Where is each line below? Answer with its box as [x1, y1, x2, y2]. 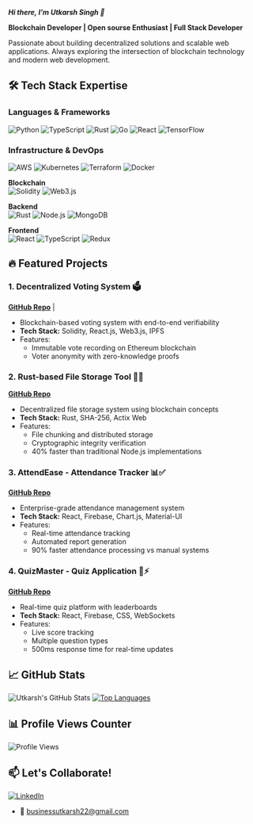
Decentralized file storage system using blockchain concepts [19, 404, 219, 414]
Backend [8, 201, 38, 211]
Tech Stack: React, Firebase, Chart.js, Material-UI [19, 512, 183, 521]
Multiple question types [31, 635, 108, 646]
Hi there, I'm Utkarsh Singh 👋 [8, 8, 105, 17]
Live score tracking [31, 627, 95, 637]
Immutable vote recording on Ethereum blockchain [31, 343, 196, 352]
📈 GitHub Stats [8, 668, 85, 681]
